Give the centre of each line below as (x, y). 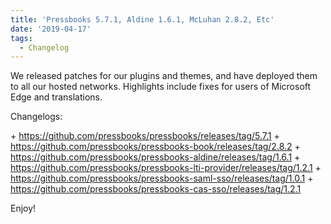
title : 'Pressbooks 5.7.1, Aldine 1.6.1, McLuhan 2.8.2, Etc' (142, 19)
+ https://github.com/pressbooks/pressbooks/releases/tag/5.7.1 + (145, 136)
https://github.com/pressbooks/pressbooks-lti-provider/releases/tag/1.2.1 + (166, 168)
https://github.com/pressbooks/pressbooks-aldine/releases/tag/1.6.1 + (155, 157)
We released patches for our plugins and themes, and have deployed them (164, 76)
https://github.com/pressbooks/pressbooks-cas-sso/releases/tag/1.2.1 (156, 189)
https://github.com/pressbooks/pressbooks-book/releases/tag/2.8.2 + (155, 147)
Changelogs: (36, 117)
